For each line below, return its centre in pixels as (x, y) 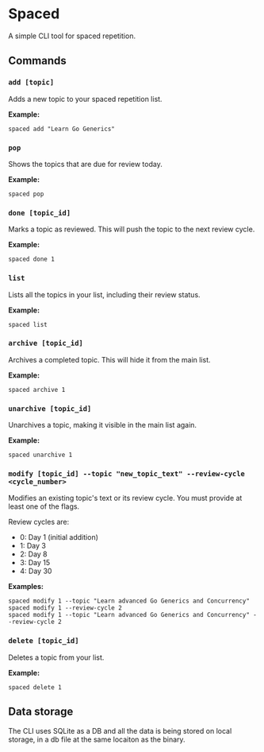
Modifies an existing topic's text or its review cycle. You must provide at (125, 498)
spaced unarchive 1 (40, 455)
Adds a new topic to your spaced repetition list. (85, 99)
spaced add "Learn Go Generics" (61, 129)
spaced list (28, 324)
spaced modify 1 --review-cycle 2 (65, 608)
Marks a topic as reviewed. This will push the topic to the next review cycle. (132, 229)
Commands (38, 61)
